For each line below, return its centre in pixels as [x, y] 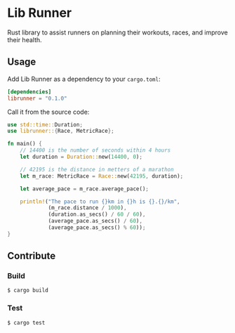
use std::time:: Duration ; [45, 124]
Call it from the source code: [48, 112]
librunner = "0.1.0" [38, 98]
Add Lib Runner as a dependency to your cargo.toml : [84, 79]
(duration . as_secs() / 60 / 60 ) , [97, 215]
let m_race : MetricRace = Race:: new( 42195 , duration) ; [102, 176]
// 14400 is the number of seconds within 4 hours [95, 150]
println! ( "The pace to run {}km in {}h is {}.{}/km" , [100, 202]
